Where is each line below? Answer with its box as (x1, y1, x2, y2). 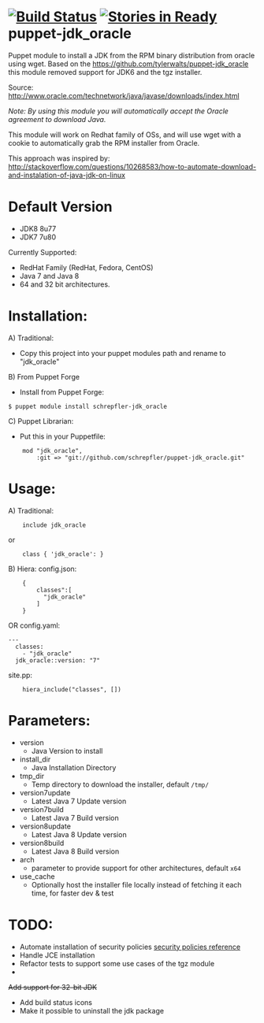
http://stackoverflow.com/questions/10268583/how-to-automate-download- (8, 161, 257, 171)
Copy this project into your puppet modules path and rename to (19, 348, 226, 358)
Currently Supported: (8, 247, 77, 257)
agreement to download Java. (8, 114, 106, 124)
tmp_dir (19, 771, 45, 780)
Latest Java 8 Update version (31, 829, 128, 839)
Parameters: (8, 711, 91, 729)
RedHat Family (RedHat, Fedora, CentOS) (19, 262, 154, 272)
